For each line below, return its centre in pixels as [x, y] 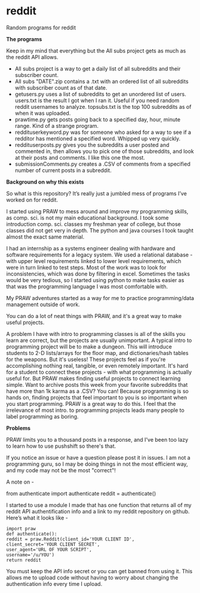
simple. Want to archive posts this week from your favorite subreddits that [97, 384]
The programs [24, 39]
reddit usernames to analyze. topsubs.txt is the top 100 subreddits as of [103, 106]
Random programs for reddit [41, 27]
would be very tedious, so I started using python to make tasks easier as [95, 280]
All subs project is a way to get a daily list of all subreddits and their [98, 68]
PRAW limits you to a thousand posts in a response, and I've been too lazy [97, 439]
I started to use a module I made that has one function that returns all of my [99, 505]
